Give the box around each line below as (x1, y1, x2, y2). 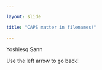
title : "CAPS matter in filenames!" (6, 24, 97, 30)
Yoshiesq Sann (6, 45, 43, 53)
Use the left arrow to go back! (6, 57, 79, 64)
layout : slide (6, 14, 42, 19)
